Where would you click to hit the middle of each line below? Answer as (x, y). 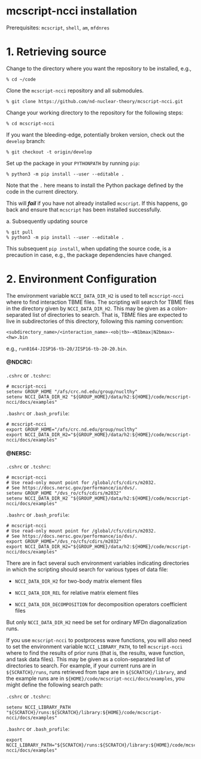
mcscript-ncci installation (72, 11)
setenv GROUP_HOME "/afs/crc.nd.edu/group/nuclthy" (72, 392)
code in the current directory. (42, 191)
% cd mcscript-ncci (31, 123)
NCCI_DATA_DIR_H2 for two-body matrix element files (78, 581)
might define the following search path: (54, 685)
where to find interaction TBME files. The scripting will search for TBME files (100, 302)
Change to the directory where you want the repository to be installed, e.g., (99, 68)
